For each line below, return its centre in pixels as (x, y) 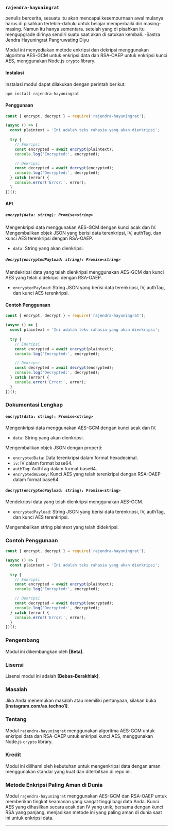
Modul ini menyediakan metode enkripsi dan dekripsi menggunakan (77, 50)
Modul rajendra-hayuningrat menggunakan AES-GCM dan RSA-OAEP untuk (86, 796)
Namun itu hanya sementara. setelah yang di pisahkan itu (84, 29)
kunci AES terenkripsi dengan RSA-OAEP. (49, 238)
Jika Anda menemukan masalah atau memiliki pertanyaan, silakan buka (81, 701)
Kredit (13, 755)
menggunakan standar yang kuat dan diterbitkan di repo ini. (69, 771)
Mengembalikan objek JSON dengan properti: (54, 448)
